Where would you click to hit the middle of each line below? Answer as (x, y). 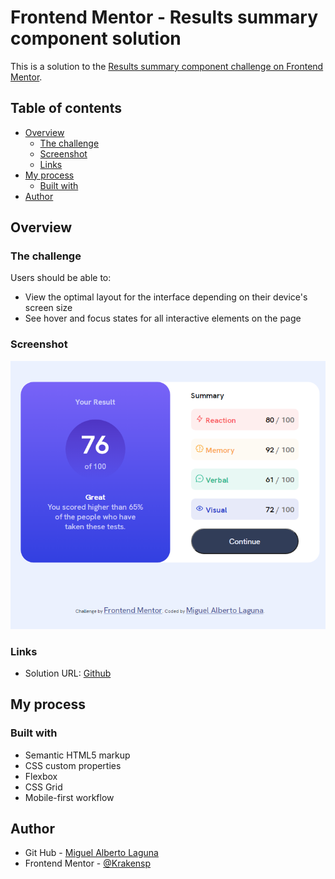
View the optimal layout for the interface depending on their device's (166, 297)
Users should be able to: (61, 278)
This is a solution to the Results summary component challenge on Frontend (167, 66)
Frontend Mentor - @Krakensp (88, 863)
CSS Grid (43, 787)
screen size (48, 308)
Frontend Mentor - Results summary (164, 17)
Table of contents (66, 108)
